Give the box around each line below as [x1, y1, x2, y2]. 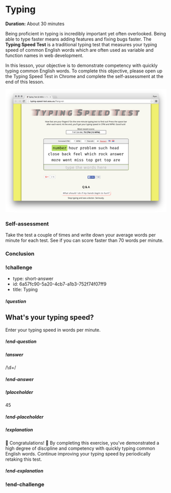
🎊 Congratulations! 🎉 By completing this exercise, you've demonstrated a [5, 440, 160, 446]
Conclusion [5, 250, 35, 257]
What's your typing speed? [5, 313, 94, 322]
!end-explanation [5, 468, 44, 474]
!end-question [5, 338, 37, 345]
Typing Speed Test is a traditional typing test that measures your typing [5, 41, 157, 47]
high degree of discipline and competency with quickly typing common [5, 445, 155, 451]
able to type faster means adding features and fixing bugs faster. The [5, 36, 152, 42]
